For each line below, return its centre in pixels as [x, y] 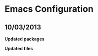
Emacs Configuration [49, 9]
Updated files [19, 48]
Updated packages [25, 39]
